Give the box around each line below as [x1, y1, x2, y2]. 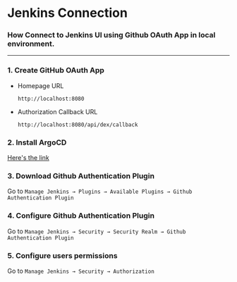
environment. [7, 39, 55, 49]
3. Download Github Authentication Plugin [7, 171, 155, 180]
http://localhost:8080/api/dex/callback [17, 121, 138, 128]
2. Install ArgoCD [7, 137, 67, 147]
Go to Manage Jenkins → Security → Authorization [7, 266, 155, 275]
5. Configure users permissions [7, 250, 118, 260]
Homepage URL [17, 81, 64, 90]
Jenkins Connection [7, 5, 128, 21]
